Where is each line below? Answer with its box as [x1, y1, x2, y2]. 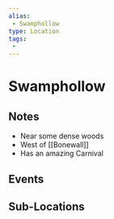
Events [8, 172, 44, 186]
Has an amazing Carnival [19, 148, 103, 159]
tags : [8, 34, 27, 43]
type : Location [8, 27, 60, 35]
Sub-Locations [8, 199, 85, 213]
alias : [8, 11, 31, 20]
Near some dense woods [19, 131, 104, 141]
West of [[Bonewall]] [19, 140, 89, 150]
